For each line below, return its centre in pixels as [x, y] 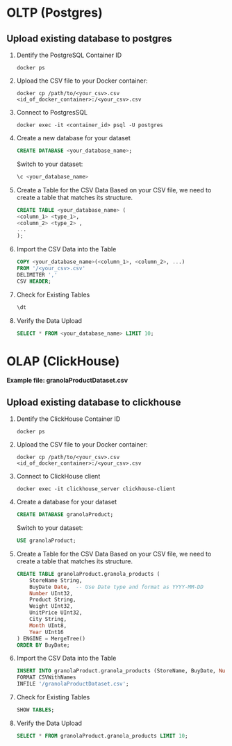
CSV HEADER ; [34, 281]
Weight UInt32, [51, 606]
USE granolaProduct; [46, 540]
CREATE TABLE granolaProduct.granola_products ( [88, 574]
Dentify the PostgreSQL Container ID [69, 55]
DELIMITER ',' [37, 275]
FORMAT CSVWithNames [46, 678]
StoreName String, [56, 580]
